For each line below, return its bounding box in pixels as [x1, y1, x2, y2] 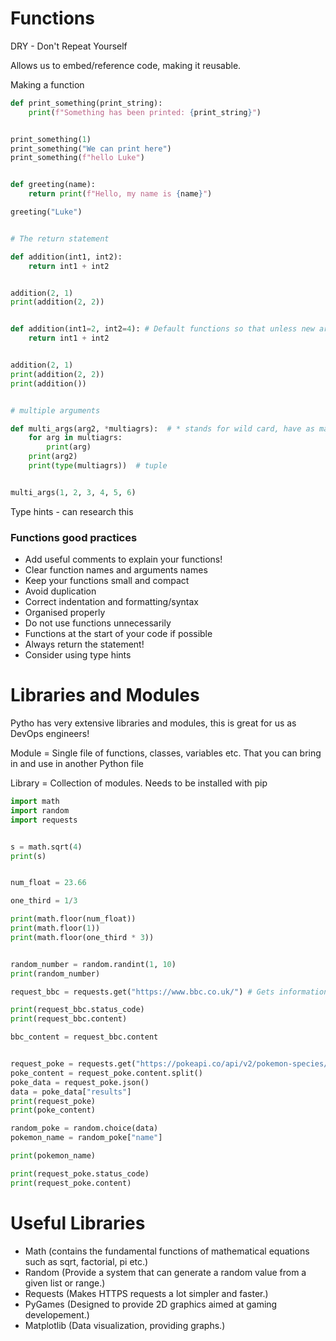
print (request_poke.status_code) [10, 1168, 150, 1179]
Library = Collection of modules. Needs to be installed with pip [10, 777, 268, 789]
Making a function [10, 78, 85, 91]
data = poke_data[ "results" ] [10, 1087, 132, 1097]
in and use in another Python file [10, 758, 144, 770]
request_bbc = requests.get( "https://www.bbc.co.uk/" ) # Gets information [10, 987, 329, 997]
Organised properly [24, 607, 106, 619]
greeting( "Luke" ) [10, 207, 83, 217]
